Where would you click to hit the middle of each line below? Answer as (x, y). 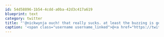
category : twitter (24, 18)
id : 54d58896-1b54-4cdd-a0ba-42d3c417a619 (49, 9)
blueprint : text (21, 14)
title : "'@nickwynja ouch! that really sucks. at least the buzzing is (79, 23)
